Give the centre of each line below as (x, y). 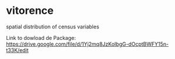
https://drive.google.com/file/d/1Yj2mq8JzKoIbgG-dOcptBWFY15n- (87, 44)
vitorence (30, 11)
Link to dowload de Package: (41, 38)
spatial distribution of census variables (53, 27)
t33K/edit (18, 50)
